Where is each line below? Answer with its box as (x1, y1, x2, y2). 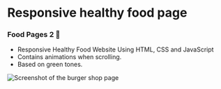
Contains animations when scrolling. (17, 53, 122, 61)
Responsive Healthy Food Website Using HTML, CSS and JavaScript (17, 45, 214, 54)
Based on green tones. (17, 60, 83, 69)
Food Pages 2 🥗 (7, 30, 61, 40)
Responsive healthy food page (7, 5, 188, 21)
